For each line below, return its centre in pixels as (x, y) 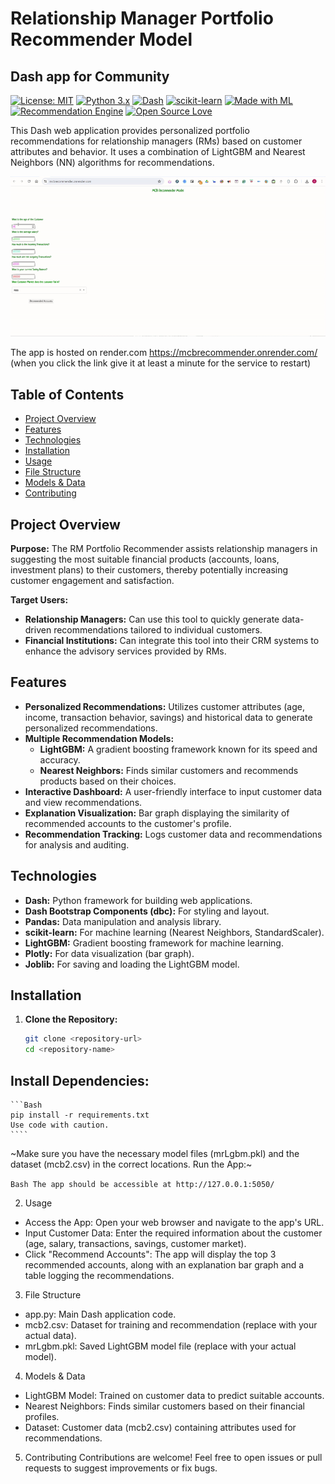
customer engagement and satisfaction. (92, 581)
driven (38, 630)
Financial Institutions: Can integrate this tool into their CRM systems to (172, 641)
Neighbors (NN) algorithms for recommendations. (112, 162)
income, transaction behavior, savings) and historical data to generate (168, 717)
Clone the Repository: (71, 1019)
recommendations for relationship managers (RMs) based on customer (156, 141)
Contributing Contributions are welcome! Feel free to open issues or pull (173, 1458)
